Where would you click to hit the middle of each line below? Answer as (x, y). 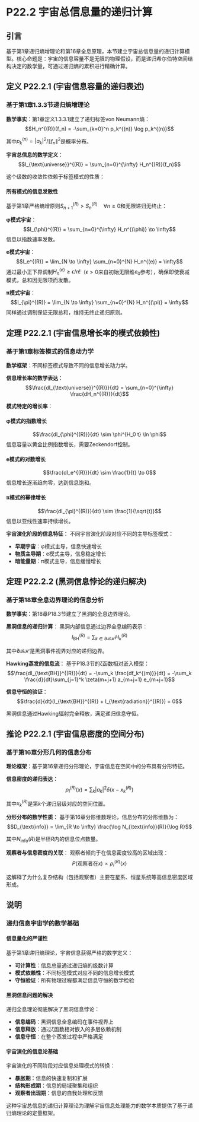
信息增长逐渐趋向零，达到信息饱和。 (50, 483)
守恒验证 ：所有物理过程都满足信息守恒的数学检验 (74, 980)
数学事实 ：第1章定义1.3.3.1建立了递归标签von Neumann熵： (78, 119)
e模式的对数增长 (26, 459)
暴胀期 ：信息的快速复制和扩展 (51, 1078)
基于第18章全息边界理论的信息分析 (55, 600)
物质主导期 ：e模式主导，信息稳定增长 (60, 554)
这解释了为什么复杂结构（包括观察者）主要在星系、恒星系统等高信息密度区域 (99, 877)
